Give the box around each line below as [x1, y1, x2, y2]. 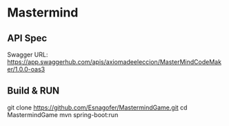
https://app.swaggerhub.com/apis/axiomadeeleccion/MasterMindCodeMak [7, 58, 222, 66]
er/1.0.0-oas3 [7, 65, 46, 73]
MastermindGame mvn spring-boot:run [7, 110, 119, 118]
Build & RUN [7, 85, 60, 97]
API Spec [7, 32, 48, 44]
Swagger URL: [7, 50, 48, 59]
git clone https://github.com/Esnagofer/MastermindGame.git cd [7, 103, 188, 112]
